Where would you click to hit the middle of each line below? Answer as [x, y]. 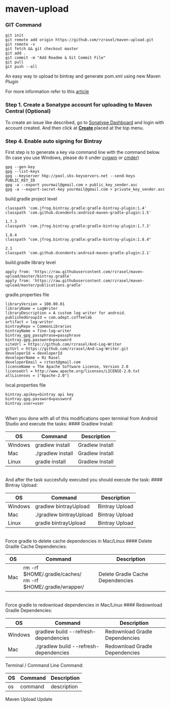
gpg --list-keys [22, 172]
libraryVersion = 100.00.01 [35, 304]
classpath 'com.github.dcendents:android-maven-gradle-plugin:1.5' [78, 213]
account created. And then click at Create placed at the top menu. [75, 128]
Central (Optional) [28, 111]
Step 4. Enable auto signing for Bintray [54, 141]
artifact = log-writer [29, 322]
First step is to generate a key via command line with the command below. [83, 152]
